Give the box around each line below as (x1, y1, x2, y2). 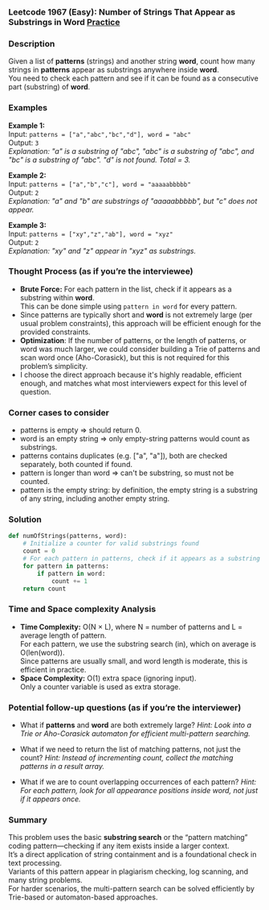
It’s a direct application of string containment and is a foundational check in (8, 850, 257, 859)
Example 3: (8, 220, 47, 230)
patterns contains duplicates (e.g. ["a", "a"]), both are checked (19, 451, 227, 461)
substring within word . (19, 292, 95, 302)
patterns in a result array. (19, 762, 105, 771)
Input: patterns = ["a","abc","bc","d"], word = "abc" (8, 129, 191, 139)
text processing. (8, 858, 62, 868)
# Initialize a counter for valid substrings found (22, 540, 199, 548)
